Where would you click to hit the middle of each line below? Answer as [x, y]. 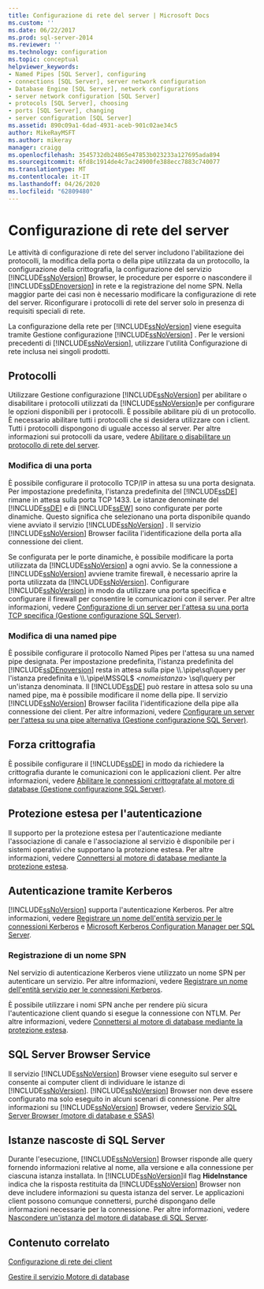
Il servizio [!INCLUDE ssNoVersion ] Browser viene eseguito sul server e [123, 1074]
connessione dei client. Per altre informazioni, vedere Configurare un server [131, 711]
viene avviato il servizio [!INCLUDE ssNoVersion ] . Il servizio [104, 524]
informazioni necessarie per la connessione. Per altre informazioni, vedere [129, 1209]
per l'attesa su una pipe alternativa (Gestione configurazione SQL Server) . [128, 720]
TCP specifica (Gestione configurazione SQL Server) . [95, 615]
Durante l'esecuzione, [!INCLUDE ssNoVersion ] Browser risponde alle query [130, 1159]
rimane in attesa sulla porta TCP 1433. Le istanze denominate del [113, 499]
